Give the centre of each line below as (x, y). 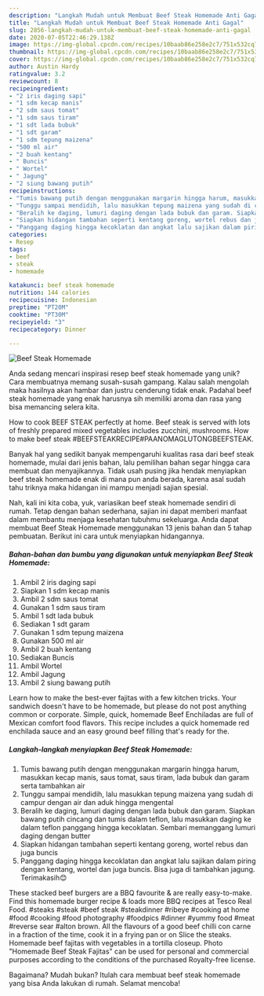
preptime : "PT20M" (39, 307)
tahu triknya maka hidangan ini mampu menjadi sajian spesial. (108, 487)
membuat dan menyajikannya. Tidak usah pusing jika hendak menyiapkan (128, 471)
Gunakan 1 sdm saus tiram (63, 608)
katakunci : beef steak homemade (61, 285)
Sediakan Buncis (47, 658)
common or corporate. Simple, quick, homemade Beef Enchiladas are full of (131, 715)
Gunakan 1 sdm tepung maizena (72, 633)
